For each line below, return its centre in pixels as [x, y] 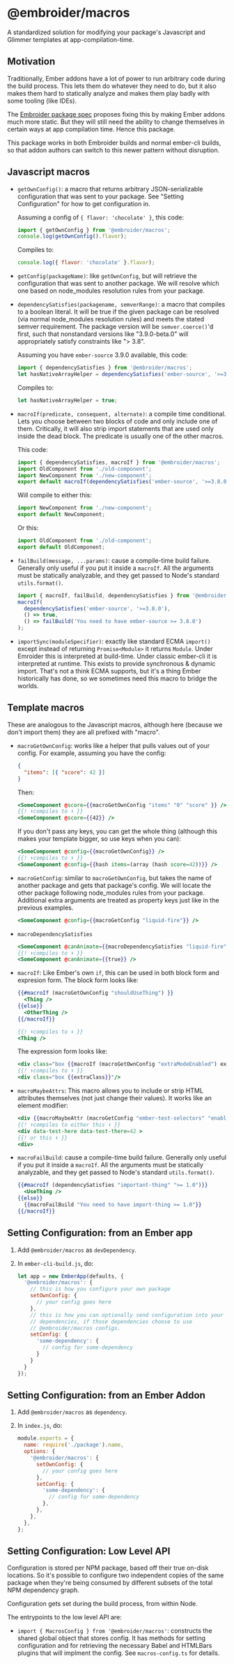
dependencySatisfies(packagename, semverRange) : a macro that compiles [121, 305]
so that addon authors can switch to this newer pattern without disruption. [114, 150]
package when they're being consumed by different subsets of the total [110, 1583]
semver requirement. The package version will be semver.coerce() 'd [115, 327]
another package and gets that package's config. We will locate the [114, 885]
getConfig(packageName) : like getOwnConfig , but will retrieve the [107, 276]
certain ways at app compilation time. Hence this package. [91, 129]
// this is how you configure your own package [100, 1289]
